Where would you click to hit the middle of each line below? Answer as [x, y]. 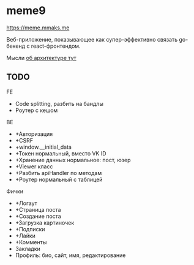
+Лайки [25, 236]
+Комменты [31, 242]
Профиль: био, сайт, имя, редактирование [70, 255]
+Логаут [26, 203]
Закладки [28, 248]
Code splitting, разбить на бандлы [59, 103]
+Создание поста [38, 216]
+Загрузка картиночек [45, 222]
